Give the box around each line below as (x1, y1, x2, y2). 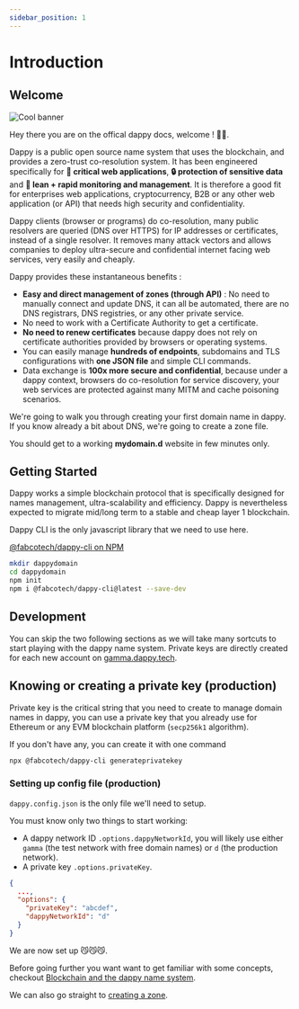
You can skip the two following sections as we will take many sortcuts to (9, 633, 277, 644)
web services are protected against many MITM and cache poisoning (22, 384, 279, 395)
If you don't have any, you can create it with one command (9, 738, 226, 749)
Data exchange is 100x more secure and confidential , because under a (22, 365, 288, 376)
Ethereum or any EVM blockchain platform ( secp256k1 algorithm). (9, 721, 250, 732)
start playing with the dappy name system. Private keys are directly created (9, 642, 289, 653)
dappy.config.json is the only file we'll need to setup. (9, 798, 207, 808)
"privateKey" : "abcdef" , (25, 904, 119, 913)
